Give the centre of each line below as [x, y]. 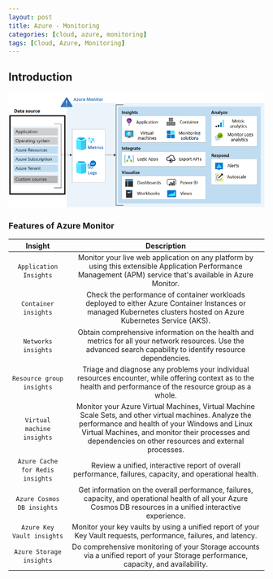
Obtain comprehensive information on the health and [166, 332]
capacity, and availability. [166, 564]
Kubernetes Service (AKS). [166, 320]
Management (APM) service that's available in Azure [166, 275]
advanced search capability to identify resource [166, 349]
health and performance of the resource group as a [166, 386]
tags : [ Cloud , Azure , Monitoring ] [67, 43]
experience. [166, 516]
